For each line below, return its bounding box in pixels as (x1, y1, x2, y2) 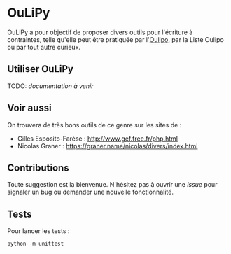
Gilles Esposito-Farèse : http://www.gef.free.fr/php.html (17, 134, 178, 143)
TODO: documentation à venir (7, 82, 94, 90)
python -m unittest (7, 240, 64, 248)
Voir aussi (7, 102, 52, 114)
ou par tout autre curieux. (7, 43, 81, 51)
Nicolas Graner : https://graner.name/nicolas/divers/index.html (17, 141, 198, 150)
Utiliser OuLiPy (7, 63, 73, 75)
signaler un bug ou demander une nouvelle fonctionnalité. (7, 188, 174, 197)
